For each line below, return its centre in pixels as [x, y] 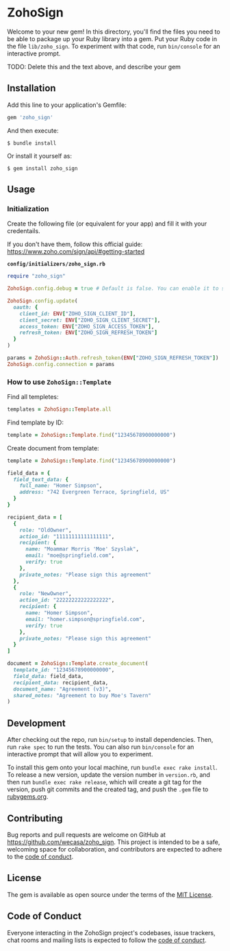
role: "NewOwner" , [46, 594]
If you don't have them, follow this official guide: [75, 244]
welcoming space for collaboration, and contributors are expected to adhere [115, 849]
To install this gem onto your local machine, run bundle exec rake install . [112, 768]
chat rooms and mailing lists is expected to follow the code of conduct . [107, 940]
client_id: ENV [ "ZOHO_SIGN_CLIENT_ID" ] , [78, 313]
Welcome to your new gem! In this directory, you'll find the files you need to [114, 32]
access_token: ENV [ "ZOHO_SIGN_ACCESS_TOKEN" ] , [87, 326]
